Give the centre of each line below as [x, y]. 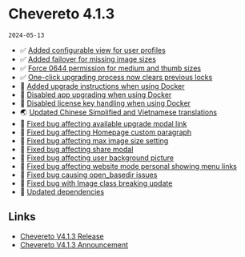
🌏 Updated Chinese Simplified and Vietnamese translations [118, 112]
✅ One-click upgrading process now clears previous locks [116, 77]
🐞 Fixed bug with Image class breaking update [96, 183]
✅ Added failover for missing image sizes [88, 59]
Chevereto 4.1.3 [62, 14]
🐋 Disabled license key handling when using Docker [105, 103]
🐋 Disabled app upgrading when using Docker [96, 94]
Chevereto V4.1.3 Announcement [74, 244]
